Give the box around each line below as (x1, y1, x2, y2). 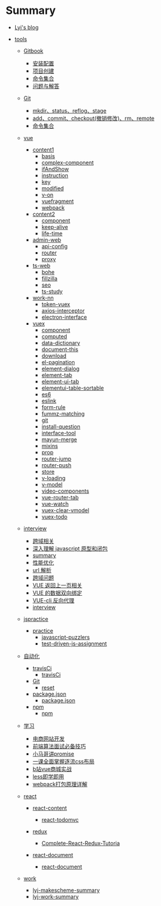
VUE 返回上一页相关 (32, 581, 82, 588)
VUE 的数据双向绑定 (32, 589, 82, 596)
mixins (41, 442, 58, 449)
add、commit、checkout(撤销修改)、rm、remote (32, 115, 155, 122)
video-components (41, 487, 90, 495)
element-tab (41, 371, 73, 379)
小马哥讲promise (32, 750, 74, 758)
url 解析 (32, 566, 52, 573)
